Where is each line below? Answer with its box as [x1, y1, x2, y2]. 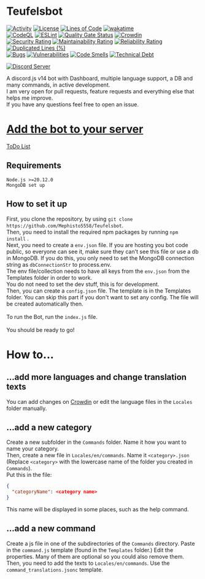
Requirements [6, 160, 61, 171]
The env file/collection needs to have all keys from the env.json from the [6, 267, 190, 275]
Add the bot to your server [6, 122, 144, 136]
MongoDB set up [6, 182, 45, 188]
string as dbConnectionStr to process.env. [6, 261, 112, 268]
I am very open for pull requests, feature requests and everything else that [6, 87, 195, 95]
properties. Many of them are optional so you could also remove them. [6, 553, 184, 560]
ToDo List [6, 143, 31, 150]
